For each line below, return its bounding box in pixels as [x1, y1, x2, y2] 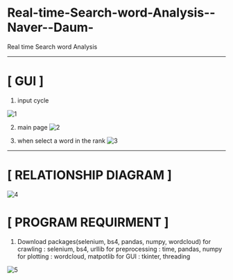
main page [17, 123, 48, 131]
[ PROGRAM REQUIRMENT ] [7, 215, 169, 230]
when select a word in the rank [17, 137, 106, 145]
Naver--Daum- [7, 19, 94, 35]
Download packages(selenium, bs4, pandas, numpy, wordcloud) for [17, 237, 212, 245]
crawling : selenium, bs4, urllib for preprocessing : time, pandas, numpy [17, 245, 223, 253]
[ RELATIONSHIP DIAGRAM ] [7, 168, 172, 183]
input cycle [17, 96, 49, 105]
